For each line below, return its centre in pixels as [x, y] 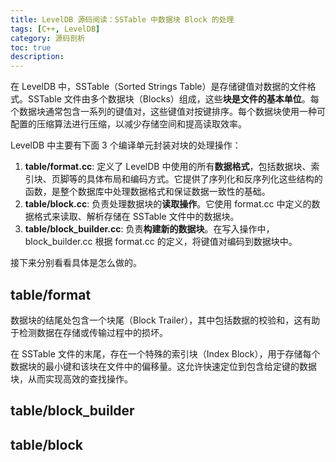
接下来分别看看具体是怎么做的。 [76, 263]
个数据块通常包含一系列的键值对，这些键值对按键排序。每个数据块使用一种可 [168, 112]
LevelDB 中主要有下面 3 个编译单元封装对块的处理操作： [126, 145]
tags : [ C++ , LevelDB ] [55, 29]
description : [37, 57]
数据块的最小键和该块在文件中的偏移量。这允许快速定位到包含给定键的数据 [163, 366]
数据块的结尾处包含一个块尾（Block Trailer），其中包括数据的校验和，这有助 [165, 320]
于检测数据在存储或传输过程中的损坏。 [89, 332]
